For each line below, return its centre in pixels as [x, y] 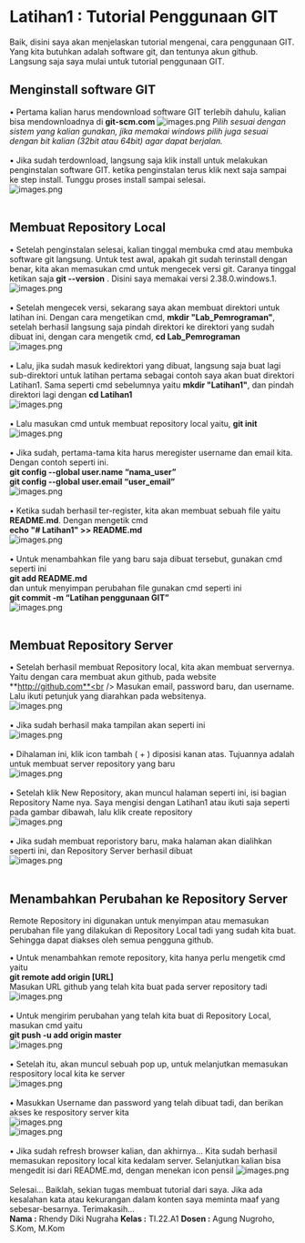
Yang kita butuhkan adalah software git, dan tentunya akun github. [134, 51]
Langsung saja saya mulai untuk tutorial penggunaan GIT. [117, 61]
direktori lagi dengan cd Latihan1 [71, 394]
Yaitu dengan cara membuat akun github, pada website [113, 677]
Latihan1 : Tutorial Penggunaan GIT [144, 17]
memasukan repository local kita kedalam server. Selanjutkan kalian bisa [145, 1161]
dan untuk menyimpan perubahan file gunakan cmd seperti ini [126, 588]
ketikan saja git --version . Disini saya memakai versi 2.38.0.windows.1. [143, 278]
